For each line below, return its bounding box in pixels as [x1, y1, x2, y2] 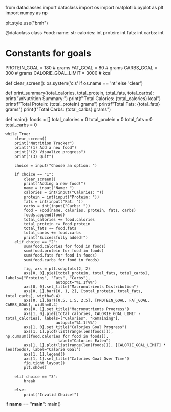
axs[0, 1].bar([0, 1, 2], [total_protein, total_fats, [24, 288, 143, 294]
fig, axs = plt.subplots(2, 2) [24, 266, 91, 271]
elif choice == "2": [14, 239, 58, 244]
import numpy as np [5, 10, 48, 16]
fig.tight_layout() [24, 360, 66, 366]
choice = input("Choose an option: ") [14, 163, 97, 168]
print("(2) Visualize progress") [14, 149, 86, 154]
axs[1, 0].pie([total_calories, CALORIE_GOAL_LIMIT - [24, 311, 141, 316]
